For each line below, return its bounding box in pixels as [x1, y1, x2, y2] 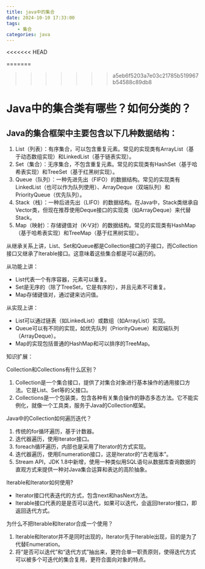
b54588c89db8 [112, 79, 153, 86]
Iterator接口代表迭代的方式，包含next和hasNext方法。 [15, 492, 151, 499]
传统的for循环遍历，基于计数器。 [15, 428, 98, 435]
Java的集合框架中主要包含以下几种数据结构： [6, 128, 178, 138]
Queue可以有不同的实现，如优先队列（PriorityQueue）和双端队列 [15, 325, 179, 332]
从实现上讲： [6, 304, 38, 311]
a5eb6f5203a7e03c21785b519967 [112, 72, 199, 79]
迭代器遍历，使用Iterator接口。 [15, 435, 93, 443]
